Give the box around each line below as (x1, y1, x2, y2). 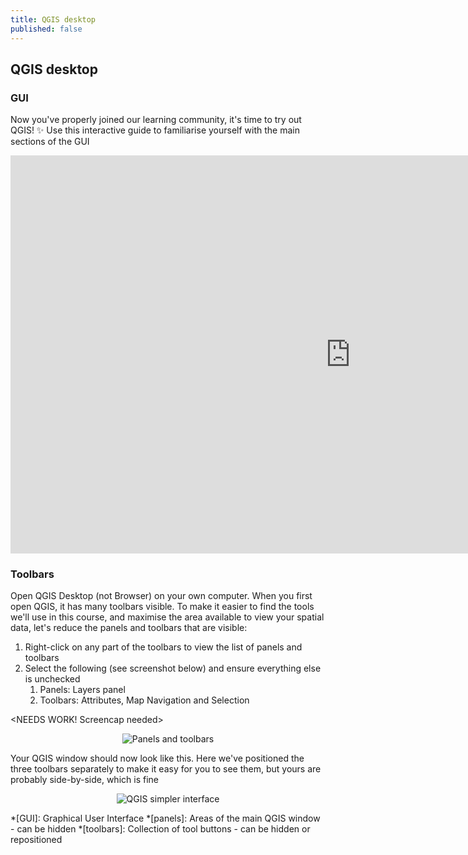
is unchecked (24, 673, 81, 685)
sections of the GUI (10, 136, 90, 148)
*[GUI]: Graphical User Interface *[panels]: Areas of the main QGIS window (10, 812, 321, 825)
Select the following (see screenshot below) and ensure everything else (24, 662, 322, 675)
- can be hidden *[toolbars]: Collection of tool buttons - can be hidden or (10, 823, 311, 835)
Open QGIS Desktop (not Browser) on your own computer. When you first (10, 590, 313, 602)
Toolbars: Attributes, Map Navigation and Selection (39, 694, 250, 706)
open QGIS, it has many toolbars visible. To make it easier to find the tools (10, 601, 315, 613)
